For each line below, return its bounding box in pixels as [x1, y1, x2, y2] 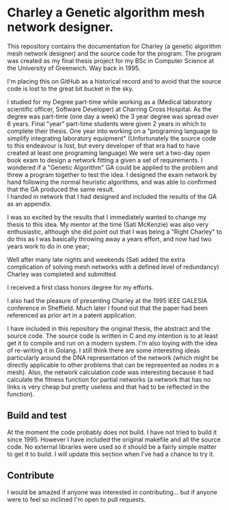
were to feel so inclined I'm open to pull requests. [7, 495, 146, 503]
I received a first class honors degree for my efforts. [7, 283, 154, 291]
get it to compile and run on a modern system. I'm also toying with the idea [7, 339, 217, 347]
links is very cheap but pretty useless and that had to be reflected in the [7, 382, 210, 391]
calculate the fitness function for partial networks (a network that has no [7, 375, 211, 383]
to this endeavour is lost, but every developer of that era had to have [7, 141, 200, 149]
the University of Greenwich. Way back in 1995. [7, 64, 141, 72]
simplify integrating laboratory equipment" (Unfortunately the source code [7, 134, 217, 142]
